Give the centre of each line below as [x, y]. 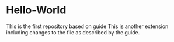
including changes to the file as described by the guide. [73, 32]
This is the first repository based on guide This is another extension [87, 26]
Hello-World [36, 10]
